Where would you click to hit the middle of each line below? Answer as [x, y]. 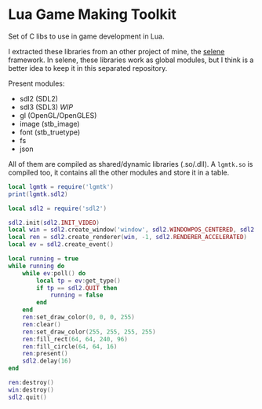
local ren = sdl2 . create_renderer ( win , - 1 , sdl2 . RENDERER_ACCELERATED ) [128, 238]
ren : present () [45, 354]
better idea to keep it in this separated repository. [88, 68]
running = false [76, 295]
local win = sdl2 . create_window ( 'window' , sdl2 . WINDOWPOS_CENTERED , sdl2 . [133, 230]
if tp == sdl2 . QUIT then [77, 288]
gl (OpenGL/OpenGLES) [58, 115]
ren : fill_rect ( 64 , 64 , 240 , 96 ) [75, 339]
